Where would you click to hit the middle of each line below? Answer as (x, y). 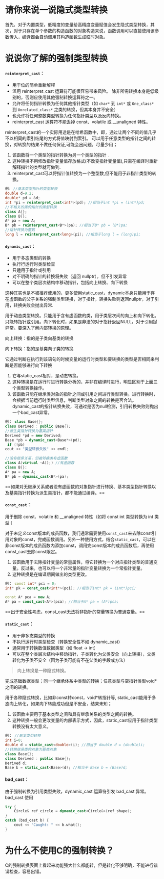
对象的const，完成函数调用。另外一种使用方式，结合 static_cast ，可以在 (82, 539)
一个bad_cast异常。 (32, 413)
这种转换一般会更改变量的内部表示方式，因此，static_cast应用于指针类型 (85, 720)
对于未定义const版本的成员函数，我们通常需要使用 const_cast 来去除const (79, 533)
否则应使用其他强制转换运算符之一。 (61, 97)
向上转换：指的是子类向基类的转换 (39, 338)
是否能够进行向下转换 (31, 365)
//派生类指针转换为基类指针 (29, 431)
